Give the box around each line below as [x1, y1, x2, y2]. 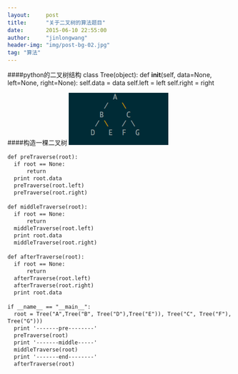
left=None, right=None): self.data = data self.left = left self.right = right [7, 79, 214, 87]
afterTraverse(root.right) [14, 282, 94, 289]
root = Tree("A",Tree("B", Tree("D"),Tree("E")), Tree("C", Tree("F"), [14, 310, 232, 318]
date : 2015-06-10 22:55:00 [7, 26, 107, 34]
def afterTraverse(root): [7, 253, 84, 261]
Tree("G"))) [7, 318, 43, 325]
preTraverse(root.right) [14, 189, 88, 196]
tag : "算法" [7, 49, 41, 56]
